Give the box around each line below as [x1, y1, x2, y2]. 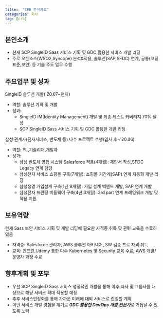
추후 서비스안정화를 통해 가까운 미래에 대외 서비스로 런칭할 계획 [12, 296, 132, 301]
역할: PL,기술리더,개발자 [12, 147, 58, 152]
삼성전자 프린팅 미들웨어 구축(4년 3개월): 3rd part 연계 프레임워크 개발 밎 [19, 190, 158, 195]
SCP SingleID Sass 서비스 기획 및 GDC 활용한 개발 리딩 [19, 126, 126, 132]
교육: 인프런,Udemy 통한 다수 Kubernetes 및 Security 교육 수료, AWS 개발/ [12, 248, 156, 254]
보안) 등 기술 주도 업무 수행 [21, 62, 72, 67]
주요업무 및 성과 [5, 77, 50, 85]
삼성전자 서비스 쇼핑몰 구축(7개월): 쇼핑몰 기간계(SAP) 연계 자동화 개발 [19, 171, 153, 177]
